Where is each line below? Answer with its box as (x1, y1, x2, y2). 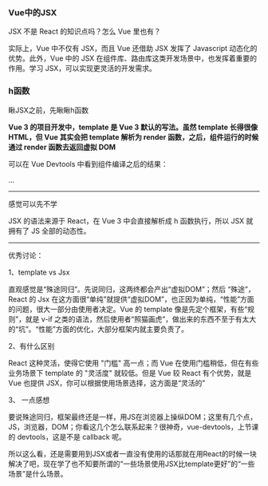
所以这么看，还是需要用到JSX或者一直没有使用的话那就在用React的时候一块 (8, 448, 257, 458)
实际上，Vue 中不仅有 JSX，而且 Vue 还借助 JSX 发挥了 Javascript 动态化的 (8, 44, 258, 53)
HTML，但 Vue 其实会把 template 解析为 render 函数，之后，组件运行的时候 (8, 132, 259, 141)
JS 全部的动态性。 (30, 226, 91, 235)
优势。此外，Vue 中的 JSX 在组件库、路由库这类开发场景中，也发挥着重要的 (8, 53, 258, 63)
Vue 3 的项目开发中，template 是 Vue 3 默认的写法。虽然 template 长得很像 (8, 122, 258, 132)
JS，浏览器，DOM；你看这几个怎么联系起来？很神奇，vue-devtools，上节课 (8, 421, 259, 432)
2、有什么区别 (8, 341, 55, 350)
